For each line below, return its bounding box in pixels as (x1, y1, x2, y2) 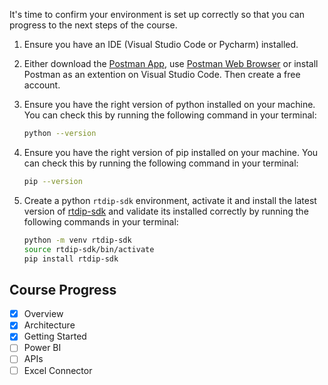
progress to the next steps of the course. (9, 19, 178, 31)
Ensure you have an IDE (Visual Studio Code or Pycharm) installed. (23, 39, 299, 50)
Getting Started (23, 330, 87, 343)
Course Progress (9, 281, 117, 298)
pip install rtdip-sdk (23, 254, 119, 264)
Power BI (23, 342, 62, 354)
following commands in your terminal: (23, 215, 179, 228)
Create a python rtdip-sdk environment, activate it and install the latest (23, 194, 317, 206)
